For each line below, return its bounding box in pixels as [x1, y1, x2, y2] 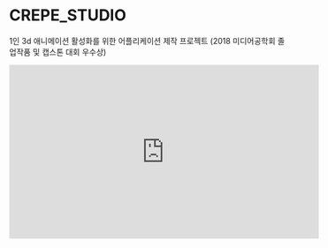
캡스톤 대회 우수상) [42, 46, 107, 57]
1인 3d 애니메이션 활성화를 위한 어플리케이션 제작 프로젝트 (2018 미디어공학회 [9, 35, 276, 46]
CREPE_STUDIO [9, 5, 126, 26]
